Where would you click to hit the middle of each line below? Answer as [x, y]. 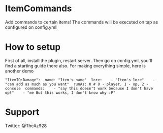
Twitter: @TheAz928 [26, 126]
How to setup [33, 47]
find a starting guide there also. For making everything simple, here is [76, 66]
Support [22, 112]
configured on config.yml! [31, 27]
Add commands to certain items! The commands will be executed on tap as [82, 22]
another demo [19, 71]
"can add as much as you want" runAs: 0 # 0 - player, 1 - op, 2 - [77, 84]
